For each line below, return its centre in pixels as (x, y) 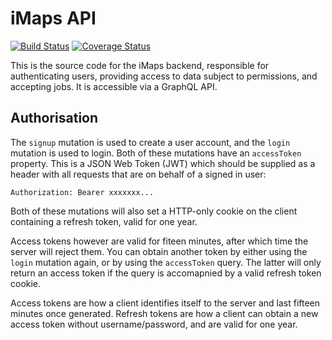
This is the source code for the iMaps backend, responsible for (140, 65)
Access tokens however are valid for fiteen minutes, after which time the (159, 241)
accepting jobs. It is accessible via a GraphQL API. (114, 86)
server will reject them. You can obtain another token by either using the (159, 251)
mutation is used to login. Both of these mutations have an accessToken (156, 153)
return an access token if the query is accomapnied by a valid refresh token (166, 273)
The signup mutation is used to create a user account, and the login (150, 142)
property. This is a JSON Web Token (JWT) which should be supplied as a (163, 163)
